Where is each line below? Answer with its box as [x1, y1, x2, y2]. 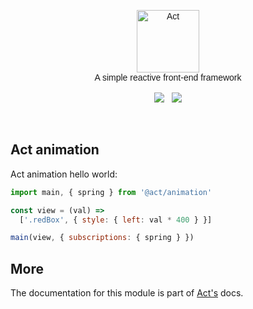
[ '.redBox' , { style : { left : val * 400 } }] [19, 215, 213, 225]
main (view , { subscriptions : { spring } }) [10, 233, 195, 243]
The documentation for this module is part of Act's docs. [10, 287, 244, 299]
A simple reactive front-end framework [94, 72, 242, 83]
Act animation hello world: [10, 168, 118, 180]
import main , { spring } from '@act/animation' [10, 187, 213, 197]
